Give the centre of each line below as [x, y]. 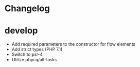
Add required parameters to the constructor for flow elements [73, 44]
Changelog [27, 8]
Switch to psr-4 [27, 54]
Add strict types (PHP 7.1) [37, 50]
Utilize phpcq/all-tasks [34, 60]
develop [21, 31]
